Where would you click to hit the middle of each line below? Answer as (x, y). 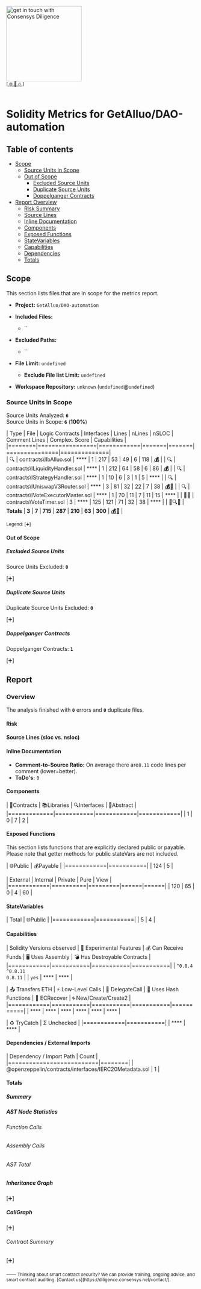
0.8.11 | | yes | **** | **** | (39, 977)
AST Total (19, 1164)
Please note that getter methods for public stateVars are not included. (92, 854)
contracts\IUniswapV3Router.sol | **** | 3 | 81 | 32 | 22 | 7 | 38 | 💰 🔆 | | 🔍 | (98, 487)
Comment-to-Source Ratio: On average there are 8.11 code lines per (100, 765)
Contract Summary (30, 1242)
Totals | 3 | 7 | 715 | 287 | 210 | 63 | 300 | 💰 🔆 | (65, 511)
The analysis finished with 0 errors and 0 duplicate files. (75, 710)
